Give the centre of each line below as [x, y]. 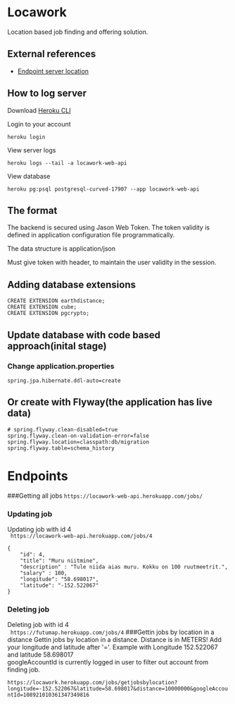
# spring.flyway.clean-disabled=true [63, 429]
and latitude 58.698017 [40, 655]
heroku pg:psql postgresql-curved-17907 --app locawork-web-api [103, 189]
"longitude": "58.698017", [59, 579]
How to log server [47, 94]
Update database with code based [84, 335]
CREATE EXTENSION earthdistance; [56, 301]
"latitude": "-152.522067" [59, 585]
